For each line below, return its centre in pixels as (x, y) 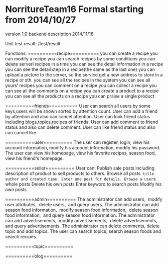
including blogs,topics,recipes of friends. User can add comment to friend (82, 122)
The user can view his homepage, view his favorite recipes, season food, (81, 153)
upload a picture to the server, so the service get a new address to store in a (84, 74)
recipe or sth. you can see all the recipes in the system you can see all (78, 80)
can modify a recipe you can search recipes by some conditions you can (80, 58)
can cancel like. (21, 132)
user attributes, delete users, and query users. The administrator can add (82, 204)
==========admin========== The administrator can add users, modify (84, 199)
